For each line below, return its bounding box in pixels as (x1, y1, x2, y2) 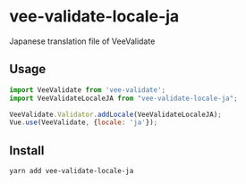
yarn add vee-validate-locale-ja (9, 167, 134, 176)
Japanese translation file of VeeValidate (9, 36, 156, 46)
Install (9, 143, 45, 158)
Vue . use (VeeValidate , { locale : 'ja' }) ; (9, 118, 158, 127)
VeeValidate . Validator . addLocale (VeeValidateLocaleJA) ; (9, 110, 222, 119)
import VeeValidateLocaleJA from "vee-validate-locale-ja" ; (9, 94, 239, 103)
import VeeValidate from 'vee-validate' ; (9, 85, 166, 95)
